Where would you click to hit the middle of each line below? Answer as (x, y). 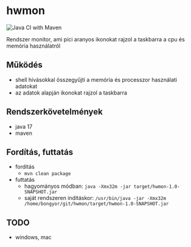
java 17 (24, 126)
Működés (24, 65)
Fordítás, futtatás (40, 152)
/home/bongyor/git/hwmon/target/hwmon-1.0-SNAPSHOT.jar (96, 204)
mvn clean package (47, 174)
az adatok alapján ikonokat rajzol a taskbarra (71, 93)
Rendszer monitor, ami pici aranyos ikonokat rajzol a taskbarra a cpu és (96, 39)
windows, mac (33, 237)
